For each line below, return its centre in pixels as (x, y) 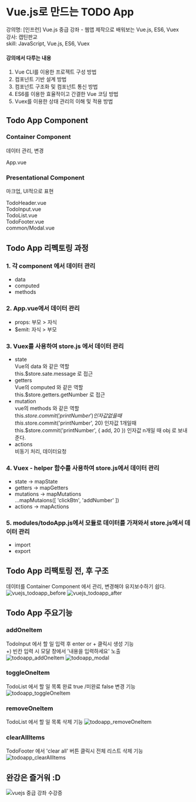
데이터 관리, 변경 (25, 150)
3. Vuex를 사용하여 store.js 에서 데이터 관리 (65, 346)
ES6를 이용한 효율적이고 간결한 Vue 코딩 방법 (66, 94)
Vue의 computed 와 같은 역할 (49, 387)
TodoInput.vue (24, 209)
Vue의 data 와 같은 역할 (42, 366)
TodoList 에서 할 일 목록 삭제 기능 (45, 722)
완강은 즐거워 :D (33, 778)
